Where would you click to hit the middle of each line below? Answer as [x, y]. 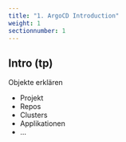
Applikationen [42, 124]
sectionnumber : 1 [37, 30]
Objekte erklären [36, 83]
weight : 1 [25, 23]
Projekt [31, 98]
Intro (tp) [31, 63]
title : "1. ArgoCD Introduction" [64, 16]
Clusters [33, 115]
